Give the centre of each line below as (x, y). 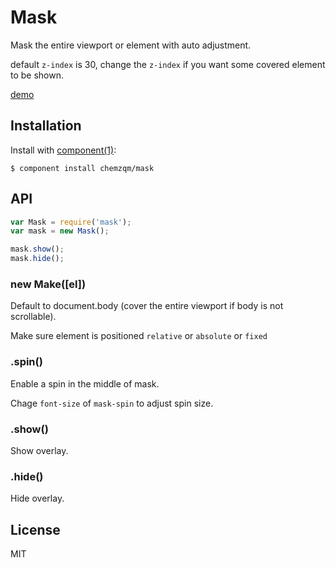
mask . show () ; (37, 249)
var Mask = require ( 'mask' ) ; (71, 222)
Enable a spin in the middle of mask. (85, 383)
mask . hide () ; (37, 259)
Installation (46, 126)
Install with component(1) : (63, 150)
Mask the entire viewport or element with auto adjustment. (131, 45)
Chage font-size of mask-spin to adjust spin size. (112, 403)
